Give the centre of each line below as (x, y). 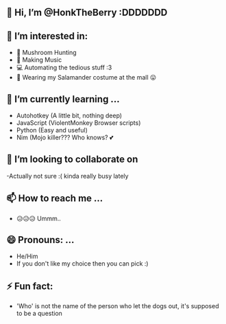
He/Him (27, 256)
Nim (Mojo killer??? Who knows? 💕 (65, 137)
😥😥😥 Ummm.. (38, 218)
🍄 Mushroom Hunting (46, 53)
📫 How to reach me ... (55, 199)
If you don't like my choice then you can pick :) (82, 264)
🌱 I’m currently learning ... (63, 99)
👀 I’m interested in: (47, 36)
